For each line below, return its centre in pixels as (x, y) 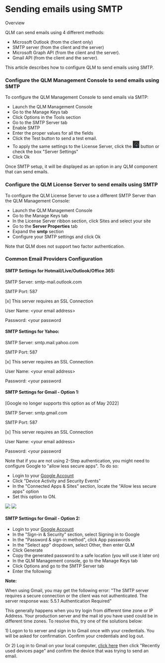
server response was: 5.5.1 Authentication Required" (58, 601)
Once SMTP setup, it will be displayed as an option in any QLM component (81, 166)
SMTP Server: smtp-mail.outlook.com (44, 282)
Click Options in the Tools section (46, 117)
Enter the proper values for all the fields (53, 133)
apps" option (26, 492)
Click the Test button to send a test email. (55, 138)
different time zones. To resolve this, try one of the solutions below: (74, 621)
